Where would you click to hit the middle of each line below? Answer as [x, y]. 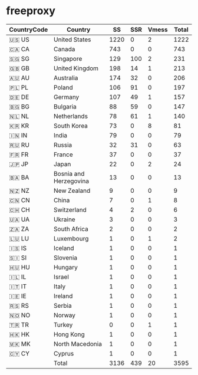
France [63, 154]
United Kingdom [76, 68]
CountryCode [29, 29]
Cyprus [64, 353]
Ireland [63, 296]
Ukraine [65, 219]
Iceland [64, 248]
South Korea [71, 126]
